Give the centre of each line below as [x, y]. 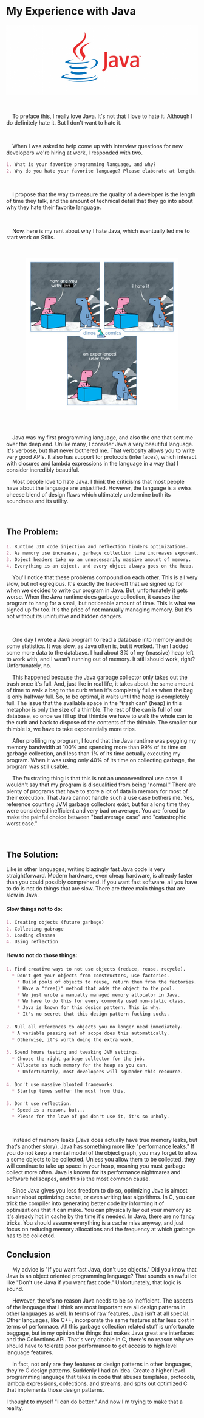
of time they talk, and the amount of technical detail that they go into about [100, 201]
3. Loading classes [31, 935]
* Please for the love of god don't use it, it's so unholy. [91, 1117]
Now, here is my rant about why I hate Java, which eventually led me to [101, 231]
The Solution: [32, 854]
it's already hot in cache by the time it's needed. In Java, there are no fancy [101, 1216]
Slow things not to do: [34, 909]
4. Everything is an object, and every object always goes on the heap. [100, 566]
